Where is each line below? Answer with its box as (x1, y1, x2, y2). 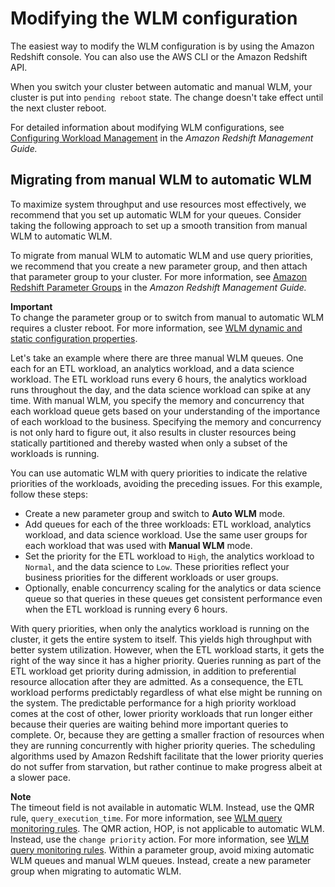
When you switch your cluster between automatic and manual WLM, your (10, 80, 313, 92)
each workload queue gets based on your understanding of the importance (10, 405, 321, 417)
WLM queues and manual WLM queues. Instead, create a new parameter (10, 854, 312, 866)
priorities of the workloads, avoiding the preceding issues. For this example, (10, 477, 323, 489)
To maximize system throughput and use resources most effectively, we (10, 198, 307, 210)
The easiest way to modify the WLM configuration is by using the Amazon (10, 40, 315, 52)
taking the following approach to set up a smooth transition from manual (10, 219, 308, 231)
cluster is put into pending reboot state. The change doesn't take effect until (10, 91, 324, 103)
